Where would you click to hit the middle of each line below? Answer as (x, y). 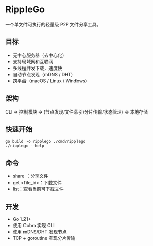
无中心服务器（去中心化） (40, 55)
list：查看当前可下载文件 (38, 189)
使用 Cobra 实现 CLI (33, 225)
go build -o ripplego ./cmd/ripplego (45, 142)
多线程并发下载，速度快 (37, 68)
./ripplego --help (25, 146)
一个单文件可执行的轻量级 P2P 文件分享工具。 (53, 24)
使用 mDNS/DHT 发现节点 (40, 232)
